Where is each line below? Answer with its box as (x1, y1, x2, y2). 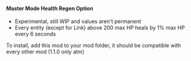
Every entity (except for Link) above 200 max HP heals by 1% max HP (14, 24, 185, 31)
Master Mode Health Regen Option (6, 5, 94, 12)
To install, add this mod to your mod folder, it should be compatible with (6, 42, 182, 49)
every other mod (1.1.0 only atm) (6, 48, 85, 56)
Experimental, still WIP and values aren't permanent (14, 18, 141, 25)
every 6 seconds (14, 30, 56, 38)
